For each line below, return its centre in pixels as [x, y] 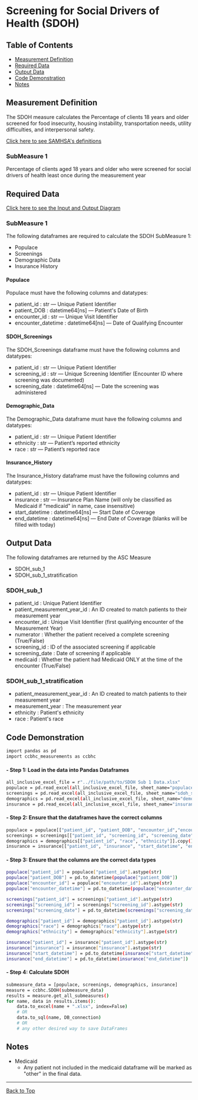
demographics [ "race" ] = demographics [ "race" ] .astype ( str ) [79, 926]
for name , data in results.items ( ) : [51, 1001]
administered [31, 392]
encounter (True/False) [42, 666]
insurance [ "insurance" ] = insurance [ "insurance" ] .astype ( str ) [84, 948]
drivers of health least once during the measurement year [76, 176]
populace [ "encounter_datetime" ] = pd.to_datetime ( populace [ [82, 889]
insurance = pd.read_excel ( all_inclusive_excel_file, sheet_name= [89, 804]
